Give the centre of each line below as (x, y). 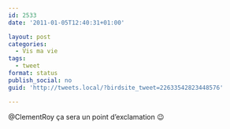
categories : (28, 44)
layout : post (30, 37)
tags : (17, 59)
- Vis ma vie (37, 52)
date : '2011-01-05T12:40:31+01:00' (67, 23)
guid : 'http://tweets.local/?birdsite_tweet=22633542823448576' (116, 88)
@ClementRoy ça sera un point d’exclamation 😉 (86, 116)
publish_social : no (40, 80)
